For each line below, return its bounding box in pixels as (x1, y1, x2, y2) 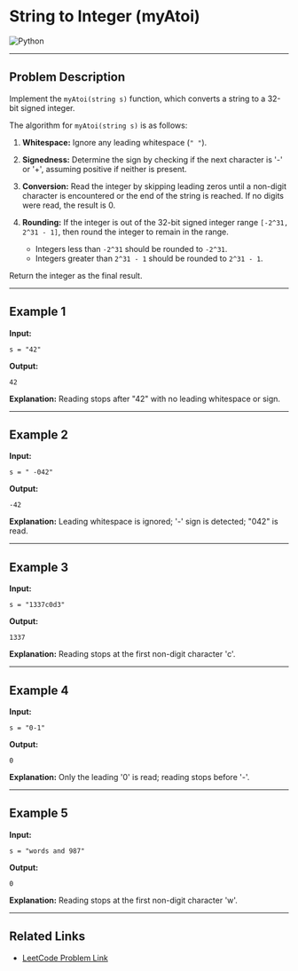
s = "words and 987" (9, 846, 86, 856)
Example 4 (9, 683, 69, 698)
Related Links (9, 929, 86, 944)
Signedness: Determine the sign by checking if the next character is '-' (21, 154, 283, 165)
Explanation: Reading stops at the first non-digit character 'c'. (9, 649, 236, 659)
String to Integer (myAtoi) (9, 6, 201, 27)
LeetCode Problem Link (21, 952, 108, 963)
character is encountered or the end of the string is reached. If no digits (21, 190, 284, 201)
